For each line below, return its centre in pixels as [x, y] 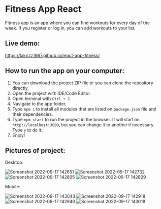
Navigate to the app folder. [39, 104]
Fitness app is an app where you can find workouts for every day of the [78, 23]
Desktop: [14, 162]
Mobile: [13, 187]
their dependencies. [32, 114]
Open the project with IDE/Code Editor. [51, 93]
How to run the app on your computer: [65, 71]
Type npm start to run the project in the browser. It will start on [76, 119]
